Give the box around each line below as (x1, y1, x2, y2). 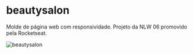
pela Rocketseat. (6, 29, 48, 36)
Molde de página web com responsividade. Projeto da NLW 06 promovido (6, 23, 188, 30)
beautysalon (6, 4, 70, 17)
